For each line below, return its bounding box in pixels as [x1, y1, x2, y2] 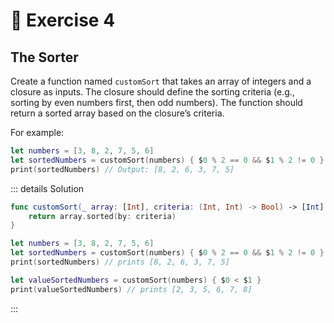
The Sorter [10, 49, 79, 66]
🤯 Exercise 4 [10, 9, 116, 32]
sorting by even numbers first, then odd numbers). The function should [10, 97, 303, 108]
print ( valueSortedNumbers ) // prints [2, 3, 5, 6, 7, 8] [10, 284, 253, 294]
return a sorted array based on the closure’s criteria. [10, 107, 225, 119]
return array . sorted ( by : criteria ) [28, 211, 177, 221]
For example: [10, 127, 65, 138]
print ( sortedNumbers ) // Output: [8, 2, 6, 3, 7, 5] [10, 164, 235, 174]
